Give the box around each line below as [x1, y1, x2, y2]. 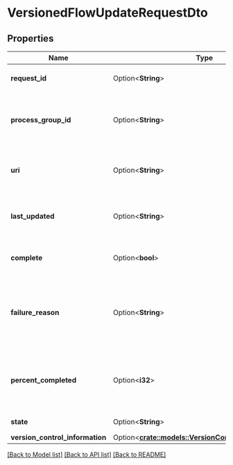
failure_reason [10, 307, 60, 317]
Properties [7, 33, 54, 44]
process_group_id [10, 115, 71, 124]
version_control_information [10, 432, 107, 442]
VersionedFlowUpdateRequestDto [7, 5, 208, 21]
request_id [10, 74, 47, 83]
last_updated [10, 212, 55, 221]
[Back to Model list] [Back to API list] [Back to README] [7, 450, 166, 459]
